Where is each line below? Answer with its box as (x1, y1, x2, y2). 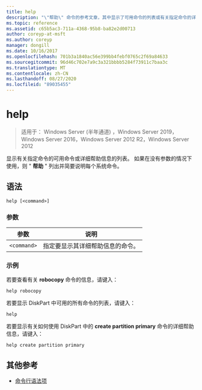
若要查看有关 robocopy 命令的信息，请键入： (6, 276, 118, 283)
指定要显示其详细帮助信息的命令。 (43, 242, 139, 250)
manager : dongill (6, 43, 50, 49)
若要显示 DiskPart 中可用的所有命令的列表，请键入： (6, 299, 136, 307)
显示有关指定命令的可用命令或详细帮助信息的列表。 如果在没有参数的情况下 (6, 155, 192, 162)
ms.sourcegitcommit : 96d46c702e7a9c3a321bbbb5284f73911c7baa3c (6, 59, 168, 65)
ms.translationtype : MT (6, 64, 66, 71)
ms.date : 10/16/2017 (6, 48, 58, 54)
